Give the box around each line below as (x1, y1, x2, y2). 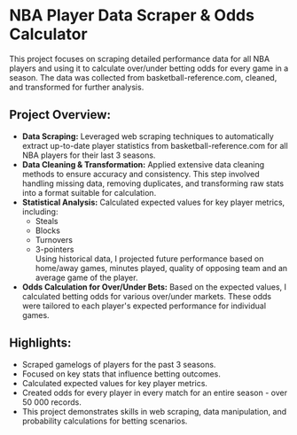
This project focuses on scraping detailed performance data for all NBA (9, 53, 270, 64)
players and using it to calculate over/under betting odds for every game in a (9, 63, 289, 74)
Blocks (35, 225, 60, 236)
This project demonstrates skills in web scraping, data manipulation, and (21, 406, 287, 416)
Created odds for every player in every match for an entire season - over (21, 387, 288, 398)
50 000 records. (21, 396, 82, 408)
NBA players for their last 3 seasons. (21, 150, 156, 160)
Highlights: (9, 336, 72, 351)
